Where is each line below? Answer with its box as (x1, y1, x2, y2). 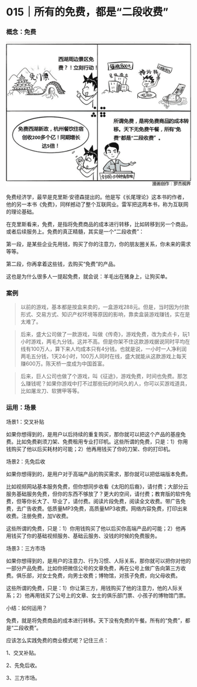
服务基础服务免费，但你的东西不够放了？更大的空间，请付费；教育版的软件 (6, 490, 186, 497)
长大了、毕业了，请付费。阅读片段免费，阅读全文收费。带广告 (31, 497, 181, 505)
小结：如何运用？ (6, 604, 47, 611)
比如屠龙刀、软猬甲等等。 (20, 387, 83, 394)
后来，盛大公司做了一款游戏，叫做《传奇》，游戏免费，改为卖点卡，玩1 (20, 331, 190, 338)
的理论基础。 (6, 208, 37, 215)
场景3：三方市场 (6, 545, 46, 552)
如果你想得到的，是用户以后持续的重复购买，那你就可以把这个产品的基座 (6, 430, 181, 437)
